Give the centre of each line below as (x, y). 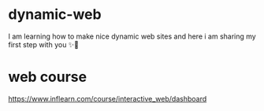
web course (48, 77)
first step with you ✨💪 (43, 44)
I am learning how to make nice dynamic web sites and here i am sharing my (132, 36)
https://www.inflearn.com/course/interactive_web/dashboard (108, 98)
